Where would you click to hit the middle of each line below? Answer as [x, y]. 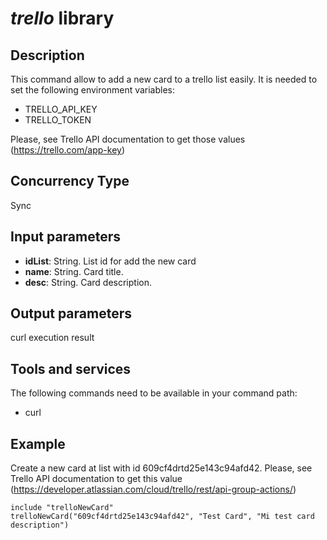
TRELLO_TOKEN [58, 120]
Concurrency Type [70, 181]
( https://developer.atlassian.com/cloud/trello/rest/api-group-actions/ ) [153, 489]
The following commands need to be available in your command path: [154, 393]
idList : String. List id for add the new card [110, 261]
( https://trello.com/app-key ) [68, 150]
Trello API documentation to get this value [96, 479]
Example [38, 443]
